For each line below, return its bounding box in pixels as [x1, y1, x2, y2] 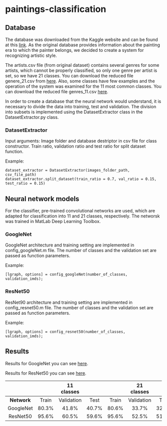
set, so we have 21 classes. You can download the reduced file [5, 73, 134, 78]
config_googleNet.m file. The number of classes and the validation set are [5, 247, 157, 253]
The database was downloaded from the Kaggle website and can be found [5, 36, 158, 42]
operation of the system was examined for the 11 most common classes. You [5, 83, 162, 89]
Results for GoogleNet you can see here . [5, 360, 88, 366]
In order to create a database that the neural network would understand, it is [5, 98, 162, 104]
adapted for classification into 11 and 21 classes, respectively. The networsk [5, 213, 160, 219]
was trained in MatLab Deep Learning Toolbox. [5, 218, 101, 224]
